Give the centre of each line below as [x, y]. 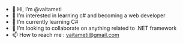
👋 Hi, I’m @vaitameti [37, 9]
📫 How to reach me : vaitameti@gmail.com [65, 35]
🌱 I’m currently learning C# [45, 22]
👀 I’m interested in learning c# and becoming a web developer [89, 15]
